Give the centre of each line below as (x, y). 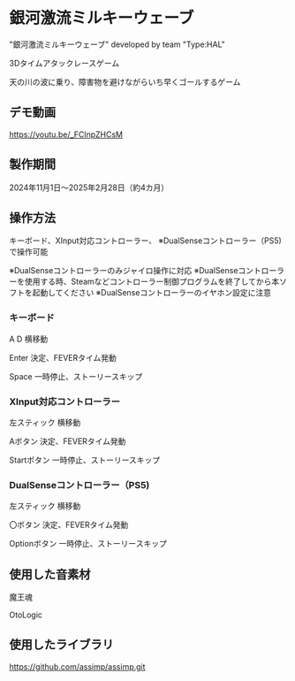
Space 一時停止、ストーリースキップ (76, 376)
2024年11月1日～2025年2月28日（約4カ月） (89, 187)
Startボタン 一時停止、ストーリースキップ (85, 460)
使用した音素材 (50, 574)
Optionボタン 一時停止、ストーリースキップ (88, 544)
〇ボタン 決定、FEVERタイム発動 (69, 525)
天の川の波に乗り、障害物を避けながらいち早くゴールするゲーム (125, 81)
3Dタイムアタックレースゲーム (64, 63)
